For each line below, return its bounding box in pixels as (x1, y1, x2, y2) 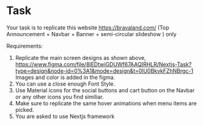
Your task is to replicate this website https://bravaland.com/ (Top (6, 24, 169, 31)
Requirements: (6, 42, 43, 50)
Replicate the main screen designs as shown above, (15, 54, 147, 61)
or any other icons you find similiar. (15, 93, 104, 100)
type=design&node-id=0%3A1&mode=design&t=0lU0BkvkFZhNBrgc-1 (15, 67, 194, 74)
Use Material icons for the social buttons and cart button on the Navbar (15, 86, 195, 94)
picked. (15, 106, 34, 113)
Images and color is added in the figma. (15, 73, 116, 81)
